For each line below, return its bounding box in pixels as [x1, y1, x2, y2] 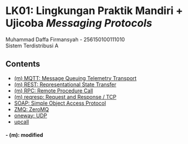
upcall [14, 118, 29, 125]
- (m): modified [5, 132, 43, 139]
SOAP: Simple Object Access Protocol [14, 100, 106, 107]
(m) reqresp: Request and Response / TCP [14, 93, 117, 100]
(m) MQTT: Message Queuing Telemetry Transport [14, 74, 137, 81]
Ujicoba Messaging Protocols [5, 16, 152, 30]
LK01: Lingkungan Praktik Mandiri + [5, 4, 183, 18]
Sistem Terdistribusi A [5, 42, 59, 49]
